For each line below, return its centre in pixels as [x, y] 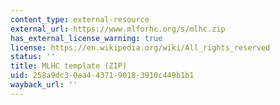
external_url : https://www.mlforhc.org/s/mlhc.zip [118, 29]
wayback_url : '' [44, 85]
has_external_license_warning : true [86, 38]
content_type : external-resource [80, 19]
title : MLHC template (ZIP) [69, 66]
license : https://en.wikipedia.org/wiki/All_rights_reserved [140, 47]
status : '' [33, 57]
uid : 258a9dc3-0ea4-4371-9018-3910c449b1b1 [102, 76]
